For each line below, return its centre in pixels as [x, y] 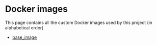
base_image [25, 37]
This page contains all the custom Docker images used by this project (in [79, 22]
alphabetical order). [25, 27]
